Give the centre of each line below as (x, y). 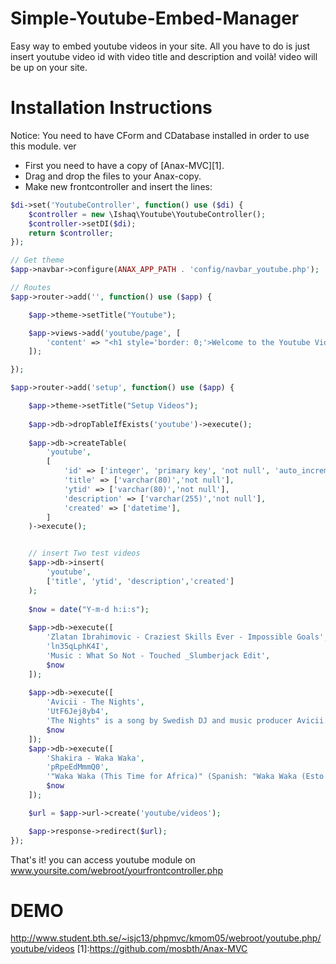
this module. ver (43, 146)
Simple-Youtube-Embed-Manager (155, 18)
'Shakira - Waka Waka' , (95, 758)
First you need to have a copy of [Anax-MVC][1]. (124, 165)
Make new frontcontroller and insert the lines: (118, 186)
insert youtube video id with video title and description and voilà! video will (164, 56)
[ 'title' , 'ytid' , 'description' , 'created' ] (140, 581)
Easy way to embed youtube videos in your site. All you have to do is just (160, 46)
